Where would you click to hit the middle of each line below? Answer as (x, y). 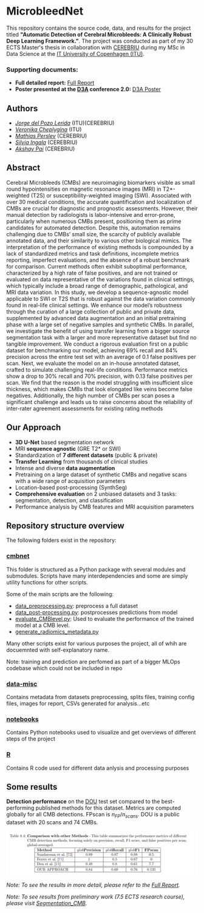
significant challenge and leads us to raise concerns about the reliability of (100, 402)
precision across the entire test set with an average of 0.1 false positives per (101, 357)
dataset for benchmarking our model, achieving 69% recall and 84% (92, 350)
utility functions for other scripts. (47, 582)
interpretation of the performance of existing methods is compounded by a (100, 247)
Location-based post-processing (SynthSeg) (71, 487)
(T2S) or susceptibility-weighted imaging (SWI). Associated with (111, 195)
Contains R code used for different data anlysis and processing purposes (98, 768)
